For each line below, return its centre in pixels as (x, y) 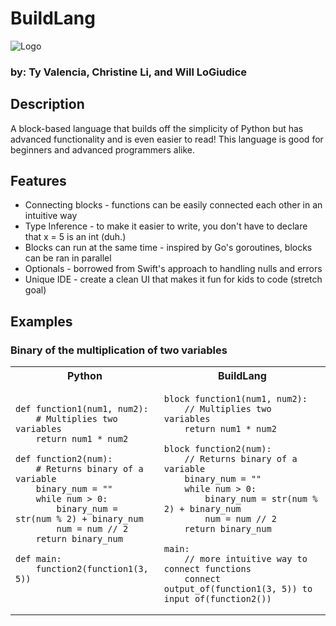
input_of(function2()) (217, 599)
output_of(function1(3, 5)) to (238, 589)
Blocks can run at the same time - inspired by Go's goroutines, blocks (168, 248)
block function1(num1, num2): (235, 399)
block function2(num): (217, 449)
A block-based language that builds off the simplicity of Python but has (157, 128)
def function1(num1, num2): (82, 409)
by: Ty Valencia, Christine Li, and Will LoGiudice (128, 72)
